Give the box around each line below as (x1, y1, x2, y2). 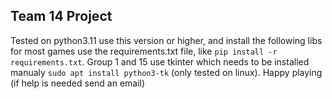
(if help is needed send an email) (10, 77, 146, 89)
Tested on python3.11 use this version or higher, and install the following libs (10, 34, 323, 46)
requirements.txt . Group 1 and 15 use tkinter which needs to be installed (10, 55, 310, 68)
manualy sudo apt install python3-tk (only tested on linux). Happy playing (10, 66, 323, 78)
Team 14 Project (10, 8, 113, 25)
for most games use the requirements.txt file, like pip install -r (10, 45, 278, 57)
